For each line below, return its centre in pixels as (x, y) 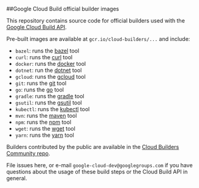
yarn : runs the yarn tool (45, 135)
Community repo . (28, 153)
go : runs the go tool (39, 90)
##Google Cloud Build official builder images (63, 9)
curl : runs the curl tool (44, 57)
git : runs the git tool (41, 83)
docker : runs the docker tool (51, 64)
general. (17, 178)
